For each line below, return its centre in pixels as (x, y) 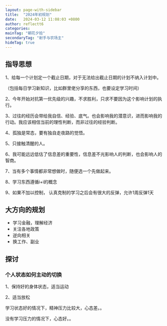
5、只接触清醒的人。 (26, 143)
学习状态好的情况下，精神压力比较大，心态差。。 (55, 308)
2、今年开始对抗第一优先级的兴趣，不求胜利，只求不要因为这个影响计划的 (81, 99)
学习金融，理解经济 (32, 223)
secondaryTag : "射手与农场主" (34, 38)
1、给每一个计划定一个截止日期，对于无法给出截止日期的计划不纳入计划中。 (83, 77)
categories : (18, 29)
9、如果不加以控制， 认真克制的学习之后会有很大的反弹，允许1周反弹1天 (80, 192)
